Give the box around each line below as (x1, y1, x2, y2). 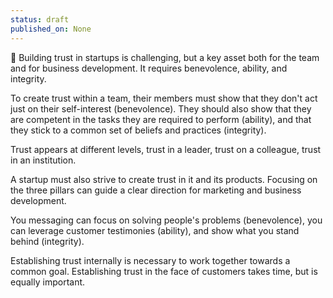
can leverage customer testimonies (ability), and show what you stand (10, 224, 300, 236)
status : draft (10, 14, 70, 25)
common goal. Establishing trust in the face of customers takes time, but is (10, 265, 318, 277)
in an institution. (10, 154, 77, 166)
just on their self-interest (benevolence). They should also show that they (10, 102, 312, 115)
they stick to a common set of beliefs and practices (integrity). (10, 124, 267, 136)
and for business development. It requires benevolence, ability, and (10, 62, 288, 74)
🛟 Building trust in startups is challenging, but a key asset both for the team (10, 51, 320, 63)
